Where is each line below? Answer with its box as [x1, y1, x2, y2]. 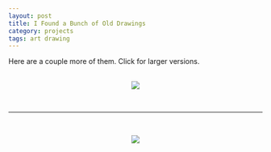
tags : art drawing [8, 34, 70, 43]
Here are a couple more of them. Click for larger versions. [8, 57, 200, 66]
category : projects [8, 27, 74, 35]
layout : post [8, 11, 52, 20]
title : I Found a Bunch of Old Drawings [8, 19, 147, 27]
